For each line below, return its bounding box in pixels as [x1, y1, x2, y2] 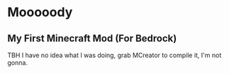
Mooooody [7, 4, 73, 20]
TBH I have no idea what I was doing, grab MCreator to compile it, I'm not [7, 51, 222, 59]
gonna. [7, 58, 28, 67]
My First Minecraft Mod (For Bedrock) [7, 32, 177, 44]
